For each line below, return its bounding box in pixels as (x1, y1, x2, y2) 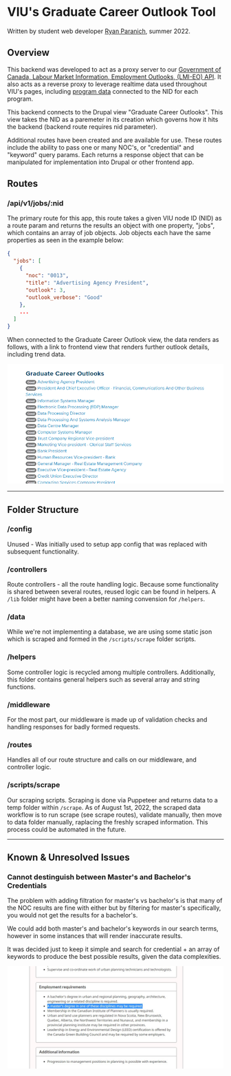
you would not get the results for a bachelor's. (7, 911, 138, 920)
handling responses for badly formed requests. (7, 723, 141, 731)
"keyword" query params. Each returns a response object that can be (7, 150, 204, 159)
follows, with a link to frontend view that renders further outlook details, (7, 343, 210, 352)
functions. (7, 682, 36, 691)
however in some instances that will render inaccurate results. (7, 932, 183, 940)
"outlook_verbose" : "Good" (25, 294, 103, 301)
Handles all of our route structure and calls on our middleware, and (7, 755, 197, 764)
